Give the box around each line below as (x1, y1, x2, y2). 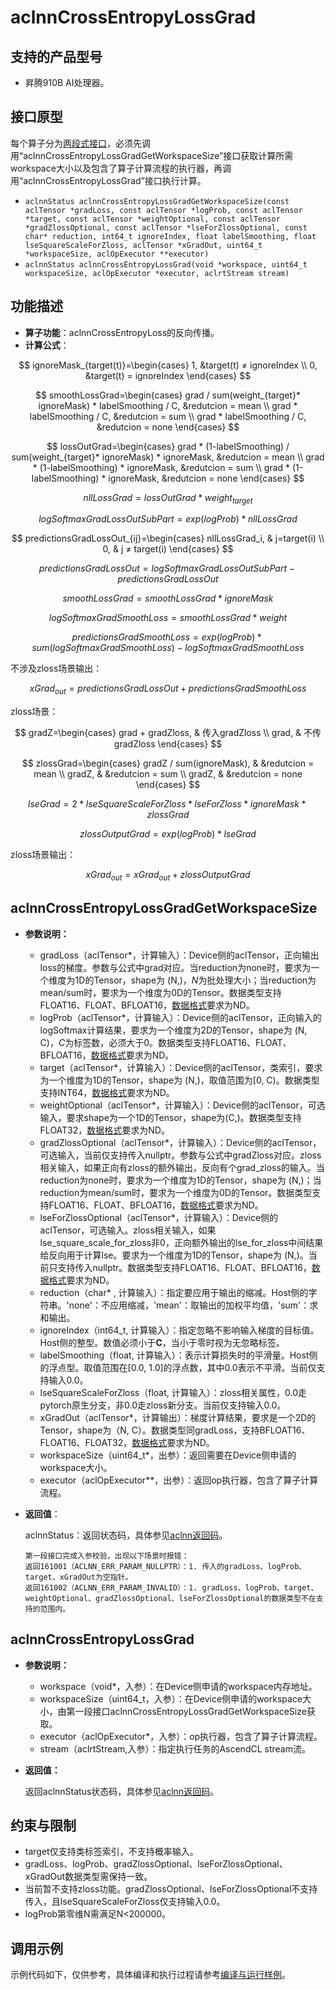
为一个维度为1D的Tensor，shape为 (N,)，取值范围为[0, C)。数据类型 (39, 1074, 320, 1086)
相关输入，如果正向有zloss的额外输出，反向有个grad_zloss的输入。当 (39, 1161, 325, 1173)
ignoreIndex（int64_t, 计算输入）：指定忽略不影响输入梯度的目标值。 (39, 1324, 320, 1336)
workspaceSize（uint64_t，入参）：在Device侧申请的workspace (39, 1692, 303, 1705)
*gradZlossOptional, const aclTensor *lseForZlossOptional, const (24, 222, 308, 233)
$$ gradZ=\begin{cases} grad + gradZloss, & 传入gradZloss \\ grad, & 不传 (14, 727, 322, 739)
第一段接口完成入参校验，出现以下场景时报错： (24, 1551, 190, 1561)
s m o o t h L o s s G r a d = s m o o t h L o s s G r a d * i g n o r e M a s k (62, 592, 274, 605)
